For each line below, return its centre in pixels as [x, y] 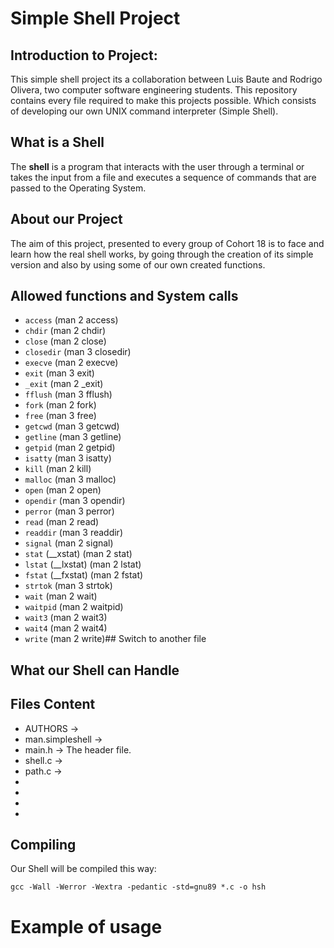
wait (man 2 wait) [61, 596]
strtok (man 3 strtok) [68, 586]
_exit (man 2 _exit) [64, 384]
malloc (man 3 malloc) [70, 479]
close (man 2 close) [65, 341]
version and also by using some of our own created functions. [138, 264]
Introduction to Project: [84, 55]
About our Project [66, 219]
